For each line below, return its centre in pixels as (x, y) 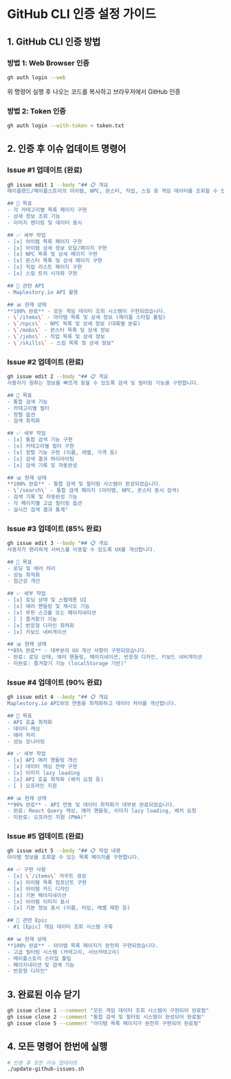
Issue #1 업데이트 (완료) (45, 170)
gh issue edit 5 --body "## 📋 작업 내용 (64, 851)
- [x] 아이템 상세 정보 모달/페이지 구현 (57, 248)
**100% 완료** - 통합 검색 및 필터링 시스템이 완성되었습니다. (84, 484)
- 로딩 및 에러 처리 (32, 568)
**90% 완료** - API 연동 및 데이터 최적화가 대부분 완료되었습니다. (91, 805)
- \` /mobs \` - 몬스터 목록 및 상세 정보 (58, 331)
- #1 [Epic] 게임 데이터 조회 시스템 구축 (60, 927)
